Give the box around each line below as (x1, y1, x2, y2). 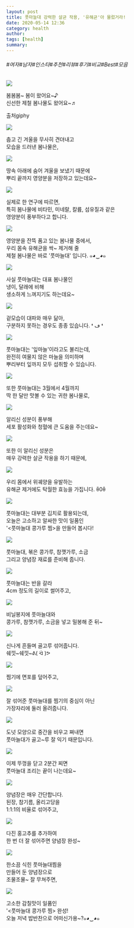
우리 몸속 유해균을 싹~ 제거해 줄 (6, 245, 79, 252)
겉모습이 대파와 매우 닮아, (6, 314, 65, 322)
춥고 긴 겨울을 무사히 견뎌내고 (6, 136, 75, 143)
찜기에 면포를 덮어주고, (6, 674, 59, 681)
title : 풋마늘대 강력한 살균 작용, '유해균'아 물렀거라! (6, 14, 126, 20)
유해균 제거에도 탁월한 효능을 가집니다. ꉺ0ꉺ (6, 486, 106, 493)
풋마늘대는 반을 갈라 (6, 580, 52, 587)
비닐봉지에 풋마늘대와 (6, 611, 56, 618)
